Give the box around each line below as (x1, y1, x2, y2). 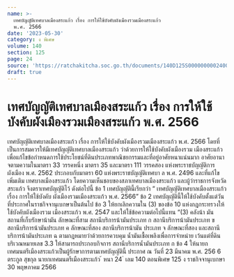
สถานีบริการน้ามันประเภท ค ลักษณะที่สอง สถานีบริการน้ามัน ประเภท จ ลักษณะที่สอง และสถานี (7, 224, 221, 232)
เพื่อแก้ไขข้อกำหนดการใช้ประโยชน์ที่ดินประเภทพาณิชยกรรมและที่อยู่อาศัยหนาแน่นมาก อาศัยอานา (7, 153, 225, 161)
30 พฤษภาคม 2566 (7, 263, 57, 271)
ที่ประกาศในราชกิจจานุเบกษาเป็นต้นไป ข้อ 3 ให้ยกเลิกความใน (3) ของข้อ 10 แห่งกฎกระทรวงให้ (7, 200, 225, 209)
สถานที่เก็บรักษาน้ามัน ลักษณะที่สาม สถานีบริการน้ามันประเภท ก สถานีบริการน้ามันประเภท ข (7, 216, 215, 224)
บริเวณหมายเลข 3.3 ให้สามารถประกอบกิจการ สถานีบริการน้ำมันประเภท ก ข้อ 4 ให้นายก (7, 239, 208, 248)
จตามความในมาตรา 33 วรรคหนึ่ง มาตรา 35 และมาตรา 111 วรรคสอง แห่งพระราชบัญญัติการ (7, 161, 215, 170)
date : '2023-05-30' (7, 29, 64, 37)
